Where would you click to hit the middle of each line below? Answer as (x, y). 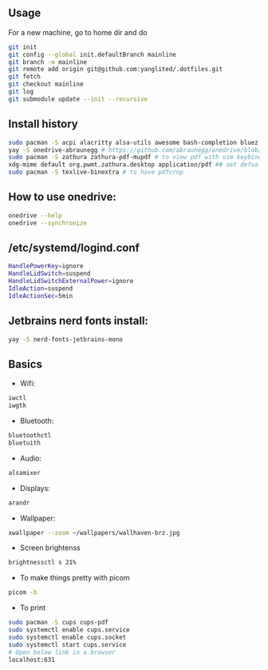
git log (21, 92)
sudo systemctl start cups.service (67, 644)
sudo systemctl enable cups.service (69, 630)
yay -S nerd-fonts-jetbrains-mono (66, 339)
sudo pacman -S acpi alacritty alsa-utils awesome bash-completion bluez (134, 142)
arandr (19, 503)
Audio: (31, 458)
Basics (25, 364)
